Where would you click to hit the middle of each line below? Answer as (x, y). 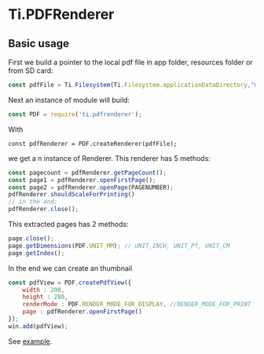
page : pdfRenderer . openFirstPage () (82, 312)
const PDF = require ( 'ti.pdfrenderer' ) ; (75, 114)
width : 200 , (44, 290)
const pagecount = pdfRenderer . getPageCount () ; (88, 173)
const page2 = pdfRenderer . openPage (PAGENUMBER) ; (91, 187)
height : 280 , (45, 297)
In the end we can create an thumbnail (70, 268)
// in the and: (33, 202)
